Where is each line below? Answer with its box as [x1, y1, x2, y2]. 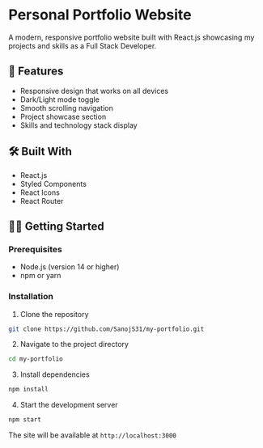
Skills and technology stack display [19, 120, 138, 130]
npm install [8, 386, 49, 394]
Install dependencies [19, 370, 91, 379]
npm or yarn [19, 271, 62, 281]
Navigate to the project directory [19, 340, 129, 349]
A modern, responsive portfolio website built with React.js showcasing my [8, 32, 255, 42]
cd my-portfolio [8, 355, 63, 363]
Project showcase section [19, 112, 107, 121]
